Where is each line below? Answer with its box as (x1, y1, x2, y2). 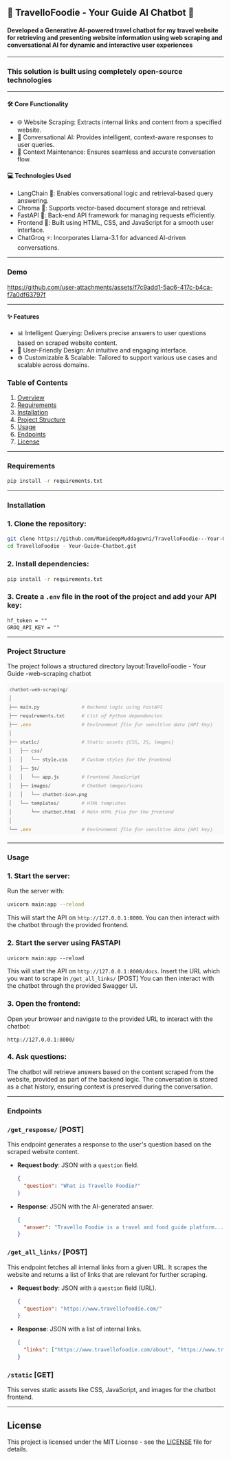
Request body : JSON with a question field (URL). (16, 1284, 157, 1292)
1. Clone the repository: (7, 519, 87, 528)
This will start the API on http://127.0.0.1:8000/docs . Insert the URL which (7, 967, 220, 975)
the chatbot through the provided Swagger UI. (7, 982, 137, 990)
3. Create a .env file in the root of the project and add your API (7, 592, 217, 602)
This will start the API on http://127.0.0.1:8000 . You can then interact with (7, 913, 220, 922)
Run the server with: (7, 887, 65, 895)
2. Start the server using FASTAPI (7, 937, 121, 947)
